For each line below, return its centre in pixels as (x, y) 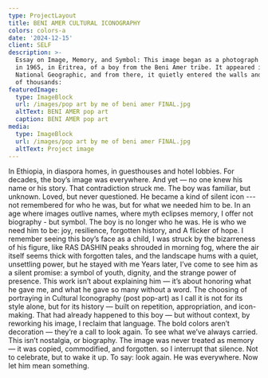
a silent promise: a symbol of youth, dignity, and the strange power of (122, 273)
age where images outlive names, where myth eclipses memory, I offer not (131, 214)
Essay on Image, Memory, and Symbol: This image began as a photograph (137, 60)
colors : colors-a (37, 30)
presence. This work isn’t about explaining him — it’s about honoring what (130, 281)
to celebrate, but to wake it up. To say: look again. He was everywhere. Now (133, 357)
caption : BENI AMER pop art (62, 119)
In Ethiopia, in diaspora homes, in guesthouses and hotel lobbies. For (122, 171)
